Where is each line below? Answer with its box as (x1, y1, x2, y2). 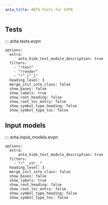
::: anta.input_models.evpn (5, 134, 58, 140)
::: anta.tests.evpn (5, 38, 41, 44)
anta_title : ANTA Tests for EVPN (5, 7, 73, 12)
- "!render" (14, 69, 38, 74)
